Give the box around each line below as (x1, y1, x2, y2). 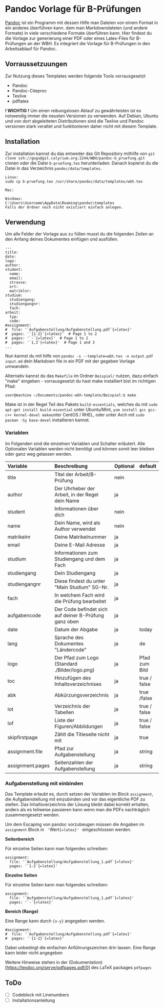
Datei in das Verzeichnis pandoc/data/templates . (5, 165, 102, 171)
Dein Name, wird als (54, 519, 101, 526)
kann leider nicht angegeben (5, 950, 63, 956)
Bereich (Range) (5, 908, 39, 914)
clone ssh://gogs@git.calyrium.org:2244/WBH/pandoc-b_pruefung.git (5, 155, 145, 160)
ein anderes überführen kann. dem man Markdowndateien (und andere (5, 25, 148, 30)
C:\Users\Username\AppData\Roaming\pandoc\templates (5, 200, 115, 206)
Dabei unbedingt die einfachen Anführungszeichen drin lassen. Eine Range (5, 944, 156, 950)
